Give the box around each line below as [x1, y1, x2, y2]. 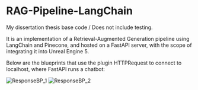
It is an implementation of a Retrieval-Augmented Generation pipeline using [6, 35, 190, 42]
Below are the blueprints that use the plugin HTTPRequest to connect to [6, 59, 182, 66]
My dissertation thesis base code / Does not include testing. [6, 24, 153, 31]
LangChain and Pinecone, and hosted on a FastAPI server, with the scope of [6, 41, 192, 49]
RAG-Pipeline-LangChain [6, 4, 133, 18]
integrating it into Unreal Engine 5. [6, 47, 90, 54]
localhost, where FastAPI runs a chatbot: [6, 65, 106, 72]
